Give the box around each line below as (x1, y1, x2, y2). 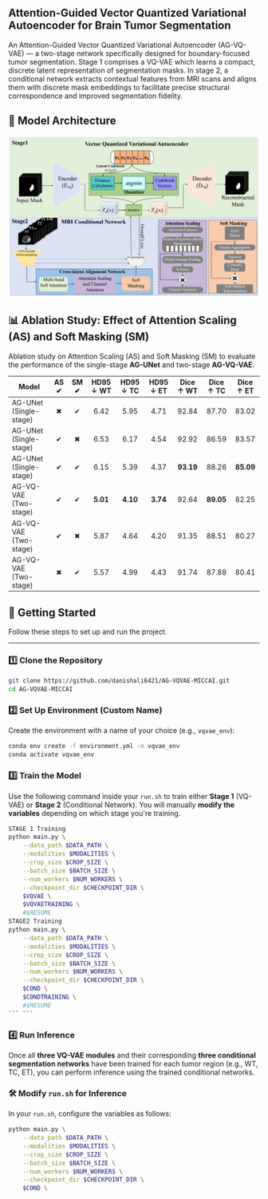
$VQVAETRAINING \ (22, 900, 81, 908)
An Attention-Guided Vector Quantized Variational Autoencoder (8, 40, 217, 49)
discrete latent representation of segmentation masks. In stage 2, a (8, 65, 229, 75)
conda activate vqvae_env (8, 750, 94, 759)
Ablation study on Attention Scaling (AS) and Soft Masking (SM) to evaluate (8, 351, 256, 361)
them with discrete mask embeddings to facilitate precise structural (8, 82, 230, 92)
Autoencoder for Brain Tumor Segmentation (8, 19, 231, 33)
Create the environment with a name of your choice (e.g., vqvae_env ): (8, 726, 235, 735)
